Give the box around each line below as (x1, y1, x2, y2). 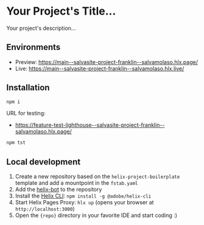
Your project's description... (6, 24, 76, 32)
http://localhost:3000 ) (15, 205, 75, 213)
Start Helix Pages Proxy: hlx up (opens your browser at (15, 199, 154, 206)
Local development (6, 157, 81, 167)
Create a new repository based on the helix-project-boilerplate (15, 173, 180, 180)
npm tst (6, 140, 26, 146)
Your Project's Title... (6, 4, 116, 18)
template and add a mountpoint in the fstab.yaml (15, 179, 138, 187)
